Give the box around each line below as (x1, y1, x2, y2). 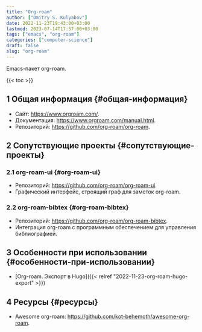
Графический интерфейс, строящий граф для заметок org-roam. (14, 188, 181, 195)
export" (14, 279, 34, 287)
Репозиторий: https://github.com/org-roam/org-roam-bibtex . (14, 217, 168, 224)
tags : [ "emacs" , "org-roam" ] (6, 31, 80, 37)
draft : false (6, 43, 39, 49)
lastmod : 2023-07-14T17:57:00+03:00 (6, 25, 98, 32)
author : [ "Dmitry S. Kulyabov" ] (6, 15, 87, 21)
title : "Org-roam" (6, 8, 52, 15)
